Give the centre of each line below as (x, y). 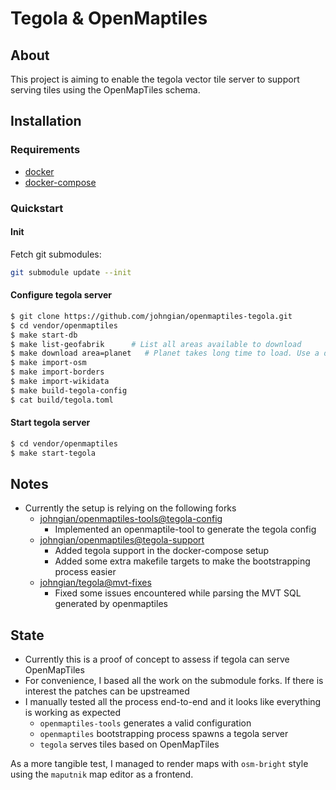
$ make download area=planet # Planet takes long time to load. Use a (165, 353)
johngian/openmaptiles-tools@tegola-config (131, 519)
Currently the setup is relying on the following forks (130, 508)
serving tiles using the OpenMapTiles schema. (105, 90)
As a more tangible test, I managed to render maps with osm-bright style (159, 764)
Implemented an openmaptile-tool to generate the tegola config (185, 529)
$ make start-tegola (53, 453)
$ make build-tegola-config (69, 390)
